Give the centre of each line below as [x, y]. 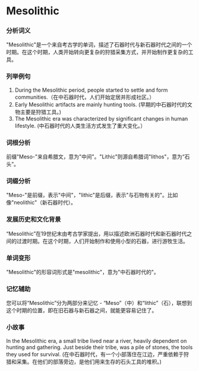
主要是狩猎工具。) [40, 112]
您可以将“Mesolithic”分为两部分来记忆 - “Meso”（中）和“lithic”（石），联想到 [99, 303]
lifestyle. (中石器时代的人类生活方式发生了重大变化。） [80, 126]
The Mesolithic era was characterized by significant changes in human [101, 119]
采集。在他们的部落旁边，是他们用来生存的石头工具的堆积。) [89, 361]
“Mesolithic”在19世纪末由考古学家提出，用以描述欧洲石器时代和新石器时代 [97, 233]
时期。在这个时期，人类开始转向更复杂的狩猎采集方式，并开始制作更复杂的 [97, 52]
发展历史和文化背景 [34, 220]
